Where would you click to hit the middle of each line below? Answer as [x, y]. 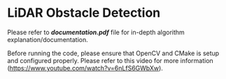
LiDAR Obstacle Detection [84, 13]
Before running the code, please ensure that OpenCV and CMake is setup [113, 53]
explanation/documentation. [48, 39]
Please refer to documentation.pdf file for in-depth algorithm [96, 32]
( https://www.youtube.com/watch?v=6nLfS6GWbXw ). [85, 68]
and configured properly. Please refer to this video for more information [110, 60]
